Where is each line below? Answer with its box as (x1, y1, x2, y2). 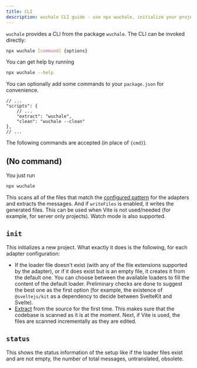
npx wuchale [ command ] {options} (6, 48, 88, 53)
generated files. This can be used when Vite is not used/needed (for (6, 206, 171, 213)
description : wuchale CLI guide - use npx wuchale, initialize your (6, 14, 177, 20)
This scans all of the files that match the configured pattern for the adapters (6, 193, 189, 200)
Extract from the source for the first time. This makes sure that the (14, 305, 175, 312)
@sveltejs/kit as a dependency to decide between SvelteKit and (14, 292, 172, 300)
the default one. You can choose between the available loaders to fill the (14, 274, 189, 281)
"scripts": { (6, 103, 38, 109)
